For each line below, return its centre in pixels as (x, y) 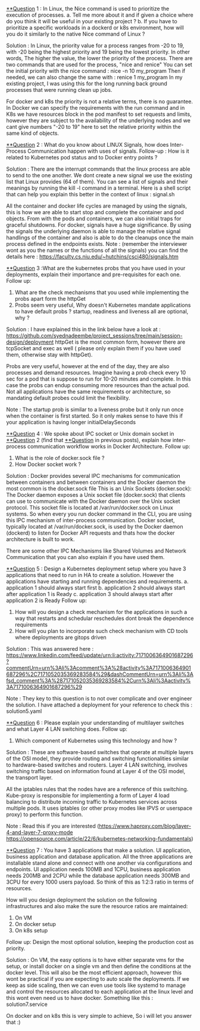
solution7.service (27, 1004)
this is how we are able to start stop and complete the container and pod (95, 212)
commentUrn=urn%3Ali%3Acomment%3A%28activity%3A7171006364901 (99, 668)
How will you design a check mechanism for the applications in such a (101, 612)
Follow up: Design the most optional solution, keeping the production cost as (100, 942)
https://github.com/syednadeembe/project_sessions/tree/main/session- (94, 336)
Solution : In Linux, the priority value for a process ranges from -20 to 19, (95, 45)
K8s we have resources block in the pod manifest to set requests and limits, (99, 114)
